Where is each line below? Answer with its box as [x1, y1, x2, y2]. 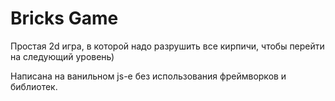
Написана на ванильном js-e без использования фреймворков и [10, 70, 287, 82]
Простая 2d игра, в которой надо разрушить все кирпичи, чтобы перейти [10, 40, 325, 52]
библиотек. [10, 80, 58, 92]
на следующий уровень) [10, 50, 115, 62]
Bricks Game [10, 7, 119, 30]
